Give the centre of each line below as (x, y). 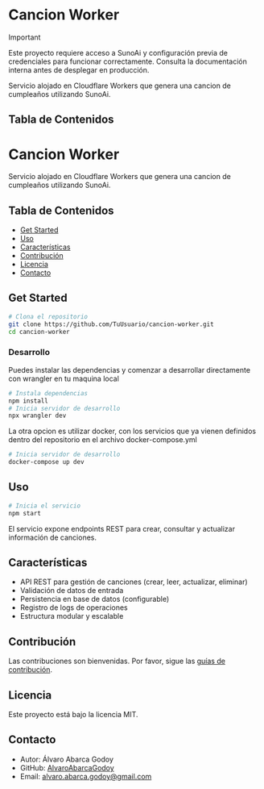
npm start (25, 513)
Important (25, 37)
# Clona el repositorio (48, 316)
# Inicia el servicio (45, 506)
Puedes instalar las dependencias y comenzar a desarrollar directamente (130, 369)
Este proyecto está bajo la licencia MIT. (73, 715)
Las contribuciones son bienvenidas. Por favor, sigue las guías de (117, 661)
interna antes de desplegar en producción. (79, 69)
